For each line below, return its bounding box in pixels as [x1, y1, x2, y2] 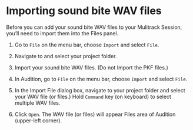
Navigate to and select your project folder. [14, 52, 117, 59]
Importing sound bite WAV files [6, 4, 162, 18]
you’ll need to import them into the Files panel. [6, 29, 119, 36]
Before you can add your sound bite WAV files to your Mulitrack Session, [6, 24, 182, 31]
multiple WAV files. [14, 99, 61, 106]
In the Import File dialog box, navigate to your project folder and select [14, 86, 185, 94]
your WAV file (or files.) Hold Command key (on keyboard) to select [14, 93, 172, 100]
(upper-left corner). [14, 116, 62, 124]
